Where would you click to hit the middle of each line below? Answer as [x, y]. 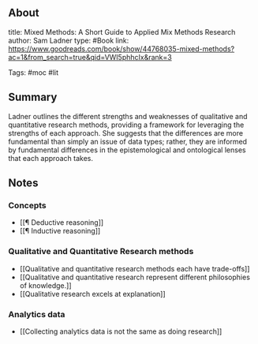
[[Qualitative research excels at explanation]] [92, 294]
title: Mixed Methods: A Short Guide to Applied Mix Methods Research [122, 32]
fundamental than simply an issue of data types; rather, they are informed [127, 141]
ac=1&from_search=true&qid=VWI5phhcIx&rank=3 [90, 57]
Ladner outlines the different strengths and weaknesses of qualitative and [128, 116]
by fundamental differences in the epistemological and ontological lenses [127, 150]
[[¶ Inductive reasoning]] [60, 231]
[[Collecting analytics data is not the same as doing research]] [121, 331]
